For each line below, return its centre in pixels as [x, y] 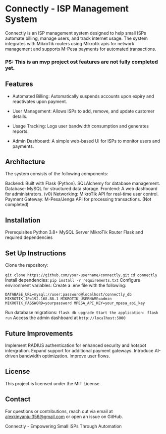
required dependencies [29, 237]
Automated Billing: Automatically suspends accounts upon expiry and [83, 96]
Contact [18, 399]
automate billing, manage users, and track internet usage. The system [76, 38]
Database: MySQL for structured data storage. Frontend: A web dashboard [81, 189]
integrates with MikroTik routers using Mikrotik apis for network [70, 43]
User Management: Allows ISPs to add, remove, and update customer [83, 111]
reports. [20, 131]
